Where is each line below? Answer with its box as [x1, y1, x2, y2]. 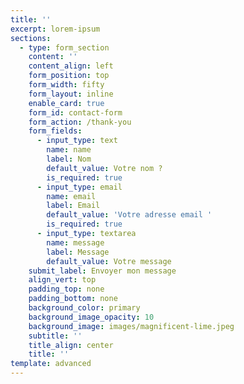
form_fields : [28, 126, 83, 136]
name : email [46, 191, 97, 201]
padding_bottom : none [28, 294, 118, 304]
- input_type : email [36, 182, 123, 192]
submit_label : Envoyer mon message [28, 266, 177, 276]
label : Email [46, 201, 101, 211]
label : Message [46, 247, 110, 257]
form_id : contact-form [28, 107, 123, 118]
